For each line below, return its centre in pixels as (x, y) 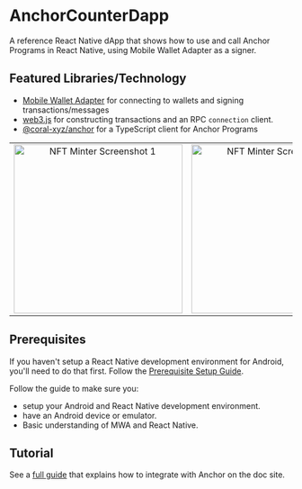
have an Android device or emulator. (89, 415)
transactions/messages (66, 110)
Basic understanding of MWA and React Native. (111, 425)
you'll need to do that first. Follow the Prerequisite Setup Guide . (127, 371)
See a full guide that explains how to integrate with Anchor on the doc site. (147, 475)
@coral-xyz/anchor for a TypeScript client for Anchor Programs (140, 129)
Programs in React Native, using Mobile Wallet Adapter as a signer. (133, 50)
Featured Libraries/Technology (98, 79)
